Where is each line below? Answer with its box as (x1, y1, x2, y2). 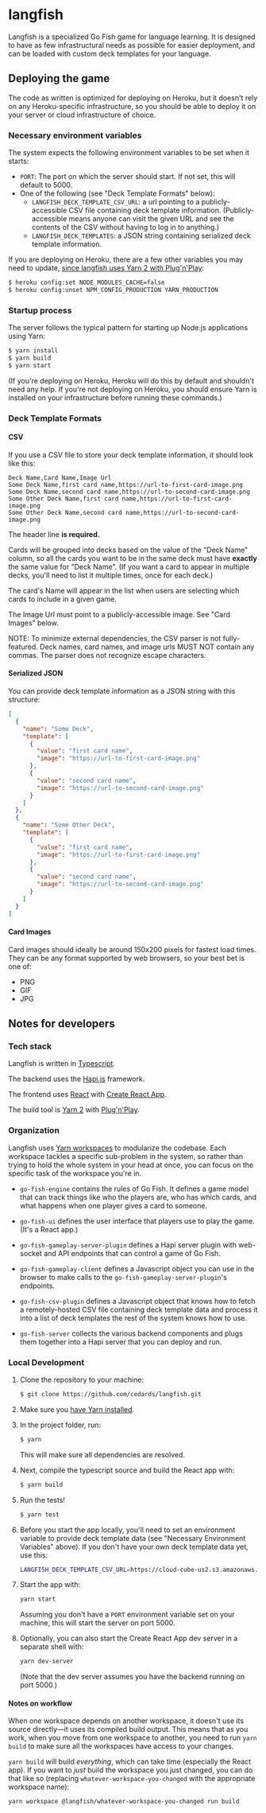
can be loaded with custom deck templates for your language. (8, 49, 212, 58)
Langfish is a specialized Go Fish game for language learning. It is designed (8, 32, 256, 41)
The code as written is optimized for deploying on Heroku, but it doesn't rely (8, 93, 258, 103)
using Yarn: (8, 332, 46, 341)
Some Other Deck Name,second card (8, 508, 123, 516)
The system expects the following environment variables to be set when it (8, 148, 250, 158)
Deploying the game (8, 72, 110, 85)
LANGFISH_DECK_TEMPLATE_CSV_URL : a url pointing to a (31, 197, 200, 207)
